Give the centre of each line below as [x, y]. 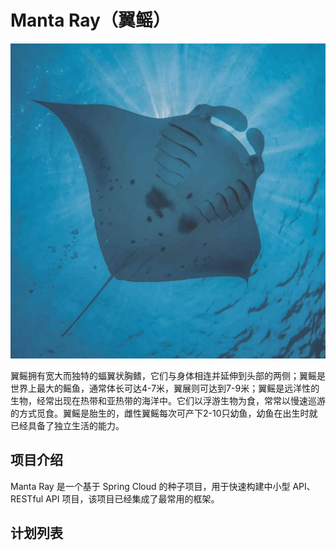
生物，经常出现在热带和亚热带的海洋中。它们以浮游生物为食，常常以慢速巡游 [168, 400]
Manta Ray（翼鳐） [90, 20]
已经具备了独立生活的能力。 [67, 425]
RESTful [27, 498]
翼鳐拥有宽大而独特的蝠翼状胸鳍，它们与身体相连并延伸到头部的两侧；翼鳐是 [168, 375]
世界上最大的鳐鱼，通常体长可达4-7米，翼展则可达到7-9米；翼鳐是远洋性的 [165, 388]
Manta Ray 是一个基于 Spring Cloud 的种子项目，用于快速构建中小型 [150, 486]
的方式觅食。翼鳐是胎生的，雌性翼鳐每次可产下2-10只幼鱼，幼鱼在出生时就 [164, 413]
